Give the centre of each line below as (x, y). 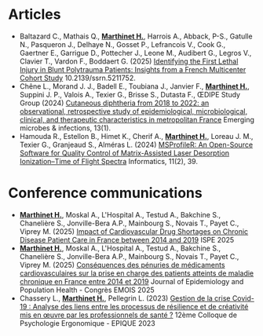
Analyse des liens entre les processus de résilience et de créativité (141, 306)
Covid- (243, 298)
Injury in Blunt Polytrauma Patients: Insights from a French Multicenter (133, 69)
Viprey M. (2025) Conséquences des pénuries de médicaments (122, 265)
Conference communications (105, 193)
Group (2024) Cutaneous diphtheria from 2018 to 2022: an (114, 103)
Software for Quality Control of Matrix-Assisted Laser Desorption (124, 153)
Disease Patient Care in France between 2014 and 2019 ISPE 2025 (127, 239)
